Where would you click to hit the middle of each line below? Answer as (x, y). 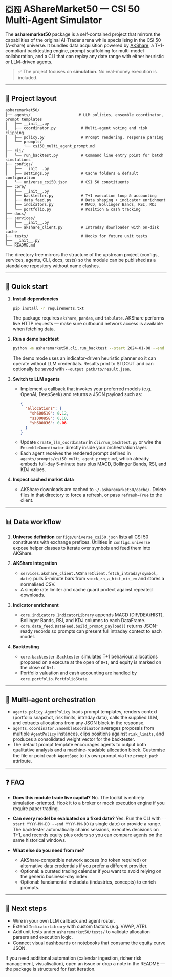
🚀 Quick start (26, 286)
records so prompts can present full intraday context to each (98, 631)
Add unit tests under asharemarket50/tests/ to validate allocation (81, 932)
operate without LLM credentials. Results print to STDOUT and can (83, 364)
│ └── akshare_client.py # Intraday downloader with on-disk (82, 227)
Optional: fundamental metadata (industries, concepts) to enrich (88, 882)
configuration (20, 178)
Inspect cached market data (43, 480)
